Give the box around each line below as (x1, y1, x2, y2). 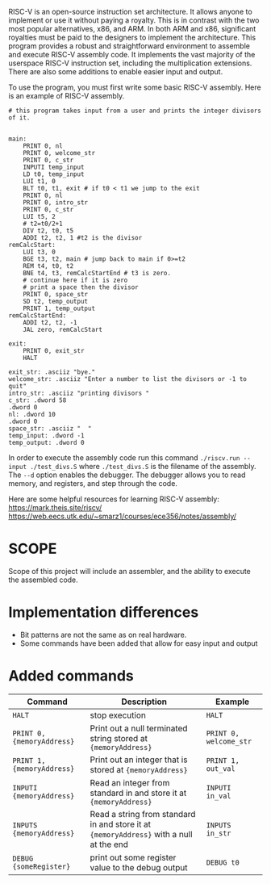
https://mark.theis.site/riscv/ (8, 503, 102, 512)
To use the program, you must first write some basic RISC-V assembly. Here (8, 82, 261, 92)
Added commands (8, 667, 135, 685)
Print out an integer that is (90, 754, 188, 765)
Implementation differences (8, 603, 199, 622)
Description (120, 696, 168, 707)
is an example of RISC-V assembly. (8, 91, 125, 100)
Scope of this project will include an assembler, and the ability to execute (8, 566, 252, 576)
